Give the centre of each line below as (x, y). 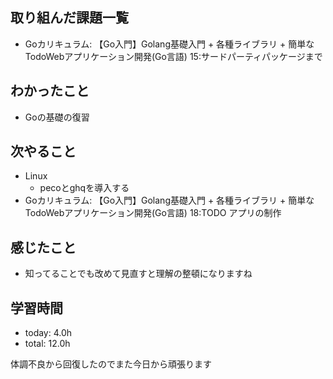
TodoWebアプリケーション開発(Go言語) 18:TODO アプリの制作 (153, 213)
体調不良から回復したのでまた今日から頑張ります (111, 364)
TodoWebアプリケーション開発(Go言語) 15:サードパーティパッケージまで (173, 56)
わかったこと (50, 91)
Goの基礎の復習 (57, 117)
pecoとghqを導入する (84, 188)
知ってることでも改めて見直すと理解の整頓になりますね (138, 274)
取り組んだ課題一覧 (69, 18)
